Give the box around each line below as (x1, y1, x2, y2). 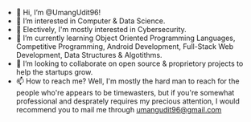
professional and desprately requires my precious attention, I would (15, 96, 240, 106)
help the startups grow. (15, 67, 93, 76)
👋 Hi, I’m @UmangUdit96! (15, 8, 101, 17)
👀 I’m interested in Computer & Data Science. (15, 16, 166, 26)
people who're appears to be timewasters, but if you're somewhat (15, 88, 235, 97)
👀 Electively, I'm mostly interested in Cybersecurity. (15, 25, 187, 34)
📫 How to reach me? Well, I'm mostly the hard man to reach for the (15, 76, 240, 86)
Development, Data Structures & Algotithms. (15, 51, 163, 59)
